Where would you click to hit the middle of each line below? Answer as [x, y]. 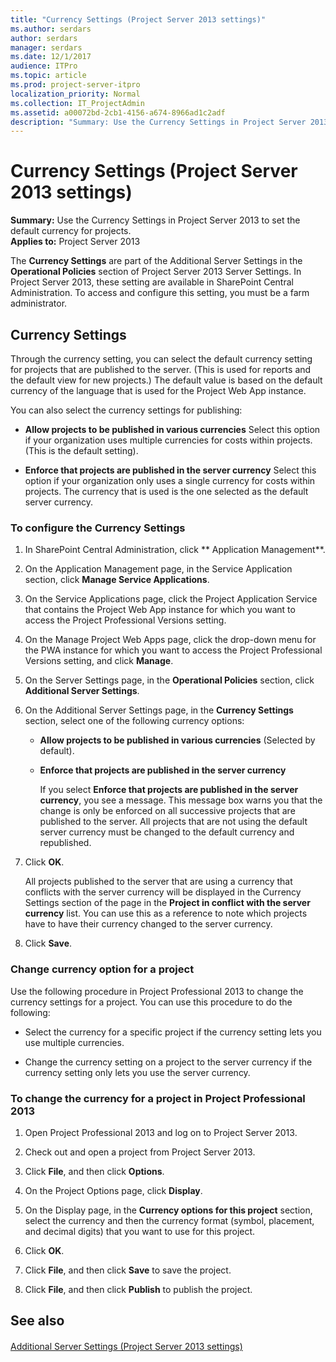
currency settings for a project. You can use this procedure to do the [151, 1002]
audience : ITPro [44, 66]
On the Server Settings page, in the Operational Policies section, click [169, 680]
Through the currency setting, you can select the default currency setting [161, 359]
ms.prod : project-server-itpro [75, 85]
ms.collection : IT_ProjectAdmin [77, 103]
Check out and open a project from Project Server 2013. [140, 1152]
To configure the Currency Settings [98, 528]
